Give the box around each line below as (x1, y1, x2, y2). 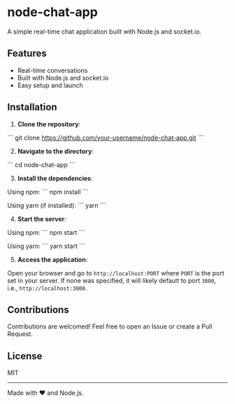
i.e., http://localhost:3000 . (7, 284, 87, 292)
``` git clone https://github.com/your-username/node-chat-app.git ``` (7, 134, 204, 142)
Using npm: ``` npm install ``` (7, 187, 89, 196)
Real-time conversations (17, 66, 88, 74)
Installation (7, 101, 57, 113)
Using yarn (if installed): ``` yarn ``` (7, 201, 106, 210)
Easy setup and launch (17, 81, 83, 89)
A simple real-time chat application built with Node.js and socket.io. (7, 27, 201, 36)
